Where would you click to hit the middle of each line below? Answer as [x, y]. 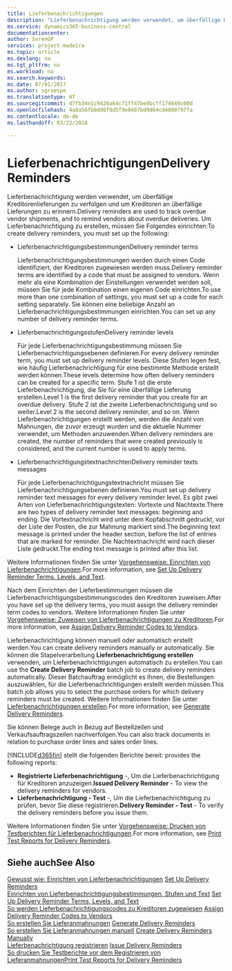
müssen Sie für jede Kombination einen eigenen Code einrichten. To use [119, 290]
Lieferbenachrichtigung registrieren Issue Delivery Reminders [95, 945]
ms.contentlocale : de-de [43, 116]
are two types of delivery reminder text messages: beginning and [110, 512]
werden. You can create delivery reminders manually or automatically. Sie [111, 648]
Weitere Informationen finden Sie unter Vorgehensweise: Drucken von [106, 826]
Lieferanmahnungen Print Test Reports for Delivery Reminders [95, 960]
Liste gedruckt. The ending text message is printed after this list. [108, 549]
